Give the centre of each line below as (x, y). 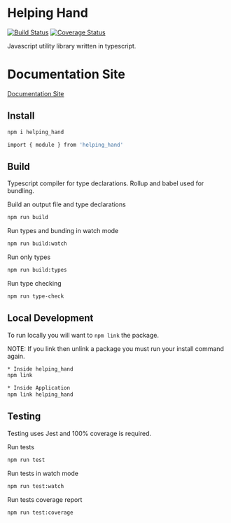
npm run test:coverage (40, 512)
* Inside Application (39, 388)
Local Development (50, 318)
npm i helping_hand (36, 132)
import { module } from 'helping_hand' (65, 145)
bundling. (21, 191)
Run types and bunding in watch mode (63, 231)
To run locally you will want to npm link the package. (83, 335)
